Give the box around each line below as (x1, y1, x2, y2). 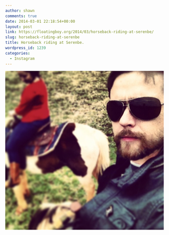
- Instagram (10, 56, 35, 61)
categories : (5, 50, 30, 55)
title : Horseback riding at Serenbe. (5, 40, 84, 45)
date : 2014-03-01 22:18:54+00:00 (5, 19, 75, 24)
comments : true (5, 13, 37, 19)
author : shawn (5, 8, 35, 13)
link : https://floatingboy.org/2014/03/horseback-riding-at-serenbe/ (5, 29, 154, 35)
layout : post (5, 24, 33, 29)
